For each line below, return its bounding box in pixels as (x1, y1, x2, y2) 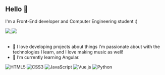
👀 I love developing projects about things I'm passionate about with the (12, 43, 160, 49)
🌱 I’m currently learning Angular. (12, 54, 80, 60)
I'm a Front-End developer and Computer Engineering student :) (5, 18, 138, 24)
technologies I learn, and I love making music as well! (12, 48, 124, 55)
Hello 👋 (5, 5, 28, 13)
